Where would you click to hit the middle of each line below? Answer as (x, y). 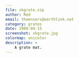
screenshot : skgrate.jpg (32, 33)
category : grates (24, 24)
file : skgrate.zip (25, 10)
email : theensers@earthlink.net (39, 19)
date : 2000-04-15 (24, 29)
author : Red (18, 15)
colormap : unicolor (26, 38)
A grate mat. (28, 47)
